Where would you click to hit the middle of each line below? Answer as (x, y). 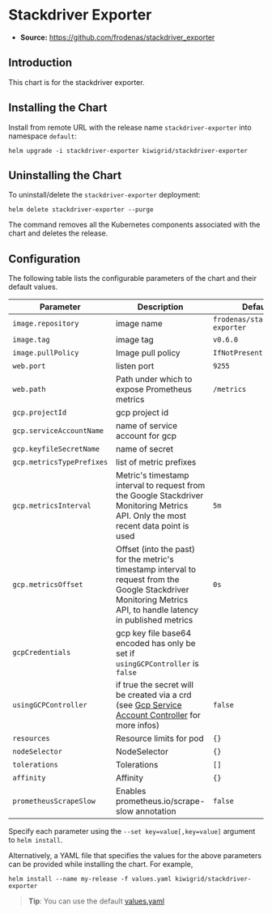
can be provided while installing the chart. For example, (101, 865)
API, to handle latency (157, 610)
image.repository (46, 324)
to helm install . (36, 840)
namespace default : (42, 136)
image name (140, 324)
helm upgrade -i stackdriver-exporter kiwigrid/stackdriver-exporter (128, 151)
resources (31, 739)
